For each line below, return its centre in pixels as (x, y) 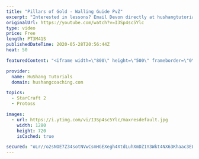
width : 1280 (31, 125)
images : (16, 114)
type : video (21, 28)
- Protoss (23, 104)
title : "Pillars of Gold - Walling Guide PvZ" (65, 11)
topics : (16, 93)
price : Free (21, 34)
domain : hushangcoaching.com (47, 82)
